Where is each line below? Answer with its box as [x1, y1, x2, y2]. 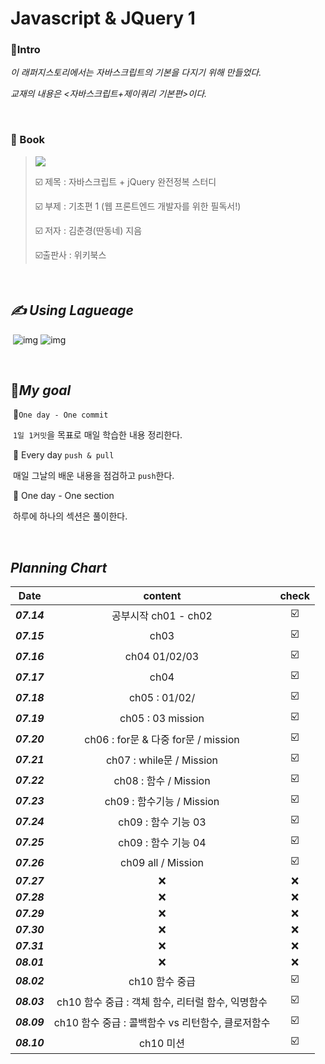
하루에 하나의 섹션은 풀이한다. [12, 510, 128, 522]
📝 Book [10, 133, 45, 147]
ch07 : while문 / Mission [105, 753, 219, 767]
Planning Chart [10, 559, 108, 576]
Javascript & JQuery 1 [10, 7, 196, 30]
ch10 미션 [138, 1036, 186, 1050]
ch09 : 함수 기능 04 [118, 835, 207, 849]
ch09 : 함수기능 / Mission [104, 794, 220, 808]
